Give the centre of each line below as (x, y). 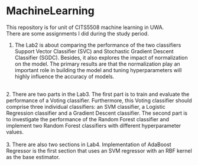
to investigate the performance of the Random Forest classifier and (88, 119)
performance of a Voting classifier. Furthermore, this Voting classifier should (99, 100)
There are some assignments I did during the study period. (77, 33)
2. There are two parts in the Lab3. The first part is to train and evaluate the (98, 94)
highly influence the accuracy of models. (64, 76)
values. (15, 132)
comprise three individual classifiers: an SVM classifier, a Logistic (86, 106)
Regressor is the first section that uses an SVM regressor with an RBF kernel (99, 151)
